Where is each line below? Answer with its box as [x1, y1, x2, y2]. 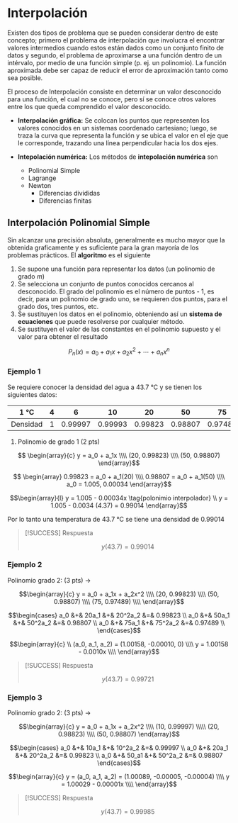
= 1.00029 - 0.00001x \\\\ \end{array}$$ [61, 780, 177, 788]
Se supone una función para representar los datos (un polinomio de [17, 264, 215, 273]
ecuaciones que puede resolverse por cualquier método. [17, 317, 185, 325]
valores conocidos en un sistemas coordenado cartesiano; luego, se [17, 123, 217, 132]
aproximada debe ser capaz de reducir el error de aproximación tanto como [7, 66, 229, 74]
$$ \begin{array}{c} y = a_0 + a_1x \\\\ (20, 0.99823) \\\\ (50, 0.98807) [17, 451, 221, 459]
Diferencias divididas [38, 189, 101, 197]
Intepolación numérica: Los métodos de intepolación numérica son [17, 152, 218, 161]
